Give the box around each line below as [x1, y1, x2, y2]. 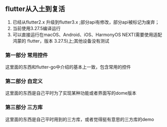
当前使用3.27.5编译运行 [12, 25, 61, 31]
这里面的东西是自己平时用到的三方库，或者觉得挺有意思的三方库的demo [5, 116, 154, 122]
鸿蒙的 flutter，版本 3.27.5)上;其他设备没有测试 [12, 38, 109, 44]
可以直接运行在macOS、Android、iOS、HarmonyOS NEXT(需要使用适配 [12, 32, 162, 38]
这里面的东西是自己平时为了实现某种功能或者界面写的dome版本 [5, 90, 137, 96]
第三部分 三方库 [5, 104, 43, 111]
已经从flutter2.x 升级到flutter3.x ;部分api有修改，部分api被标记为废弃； [12, 19, 160, 25]
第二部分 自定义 [5, 78, 43, 85]
